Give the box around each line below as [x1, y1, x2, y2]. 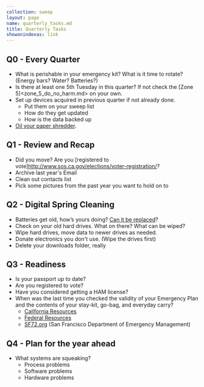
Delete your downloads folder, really [15, 241, 107, 249]
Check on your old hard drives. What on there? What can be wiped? [15, 222, 186, 229]
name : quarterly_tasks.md [6, 20, 72, 26]
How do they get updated [24, 109, 88, 116]
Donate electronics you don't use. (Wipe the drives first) [15, 235, 157, 243]
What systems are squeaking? [15, 355, 91, 362]
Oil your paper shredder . [15, 122, 77, 129]
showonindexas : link [6, 32, 59, 38]
